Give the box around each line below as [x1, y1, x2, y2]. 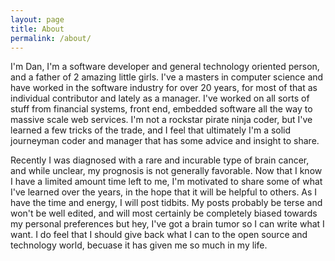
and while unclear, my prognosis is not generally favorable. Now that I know [10, 165, 323, 177]
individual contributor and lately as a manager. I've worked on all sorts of [10, 92, 310, 105]
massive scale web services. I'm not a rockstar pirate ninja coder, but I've [10, 114, 313, 126]
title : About [10, 24, 65, 34]
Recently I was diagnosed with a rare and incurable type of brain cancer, [10, 154, 310, 166]
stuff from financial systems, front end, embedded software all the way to [10, 103, 313, 115]
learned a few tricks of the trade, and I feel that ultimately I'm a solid [10, 124, 292, 136]
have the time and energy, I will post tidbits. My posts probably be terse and [10, 197, 323, 209]
